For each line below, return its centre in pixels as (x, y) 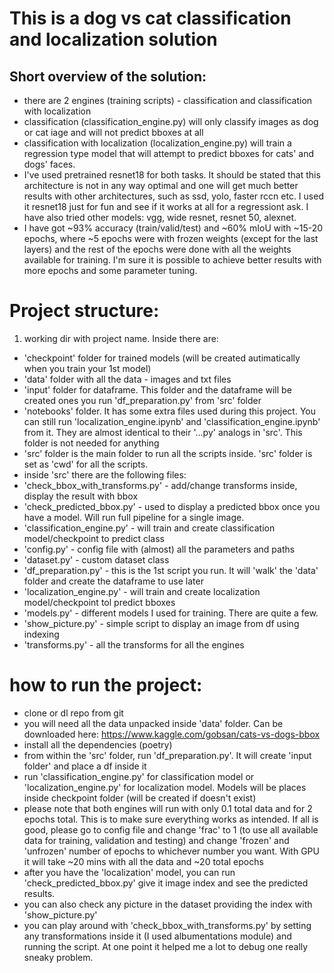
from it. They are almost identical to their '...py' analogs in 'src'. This (163, 432)
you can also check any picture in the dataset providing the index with (168, 904)
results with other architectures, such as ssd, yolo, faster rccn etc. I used (173, 196)
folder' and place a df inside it (85, 766)
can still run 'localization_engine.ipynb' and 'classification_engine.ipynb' (172, 421)
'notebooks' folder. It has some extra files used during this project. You (170, 411)
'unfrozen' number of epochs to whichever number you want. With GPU (171, 851)
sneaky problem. (58, 957)
